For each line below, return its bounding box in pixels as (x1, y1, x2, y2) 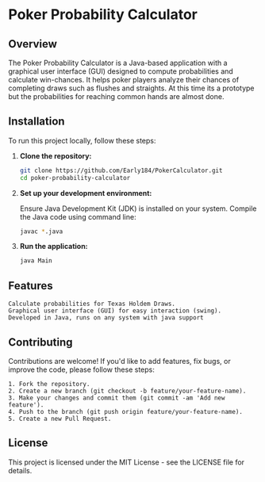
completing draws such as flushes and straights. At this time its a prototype (8, 83, 255, 93)
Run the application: (19, 242, 89, 251)
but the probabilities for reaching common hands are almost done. (8, 92, 225, 101)
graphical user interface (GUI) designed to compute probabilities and (8, 67, 234, 76)
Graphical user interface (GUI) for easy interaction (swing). (8, 307, 222, 315)
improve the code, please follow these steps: (8, 365, 155, 374)
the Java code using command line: (19, 212, 136, 221)
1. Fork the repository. (8, 380, 90, 388)
